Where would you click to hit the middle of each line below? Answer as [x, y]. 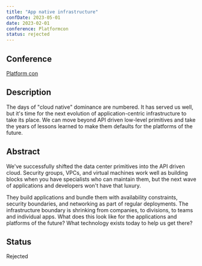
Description [29, 92]
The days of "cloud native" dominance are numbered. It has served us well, [100, 107]
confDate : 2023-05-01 [33, 18]
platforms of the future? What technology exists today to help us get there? [99, 223]
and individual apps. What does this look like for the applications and [92, 216]
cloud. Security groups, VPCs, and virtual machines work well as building [97, 172]
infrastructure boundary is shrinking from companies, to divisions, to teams [100, 210]
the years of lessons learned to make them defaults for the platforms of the [99, 126]
